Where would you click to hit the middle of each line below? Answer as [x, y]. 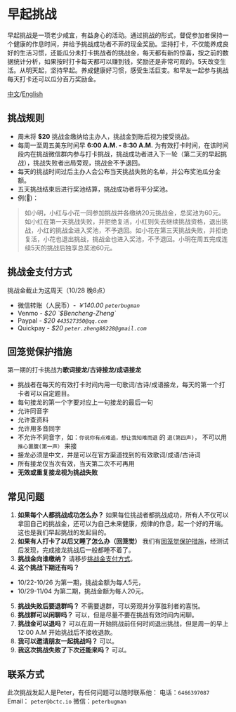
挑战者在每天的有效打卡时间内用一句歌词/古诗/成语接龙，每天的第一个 [118, 385]
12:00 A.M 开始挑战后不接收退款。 [67, 633]
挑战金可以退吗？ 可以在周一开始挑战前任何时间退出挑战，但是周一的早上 [123, 624]
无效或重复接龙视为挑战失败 [58, 472]
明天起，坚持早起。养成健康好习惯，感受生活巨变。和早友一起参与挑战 [127, 70]
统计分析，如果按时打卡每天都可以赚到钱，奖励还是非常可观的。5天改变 [117, 61]
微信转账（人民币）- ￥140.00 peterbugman [79, 305]
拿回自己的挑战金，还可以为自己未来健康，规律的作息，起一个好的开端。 [122, 524]
